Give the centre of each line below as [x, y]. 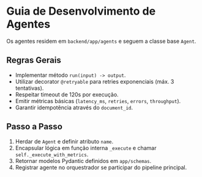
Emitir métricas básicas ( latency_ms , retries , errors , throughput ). [98, 101]
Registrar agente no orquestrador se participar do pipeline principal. [101, 167]
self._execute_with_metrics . [52, 154]
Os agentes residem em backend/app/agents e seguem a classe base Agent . [101, 41]
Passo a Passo [35, 127]
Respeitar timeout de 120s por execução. [67, 94]
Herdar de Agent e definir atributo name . [64, 141]
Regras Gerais [34, 60]
